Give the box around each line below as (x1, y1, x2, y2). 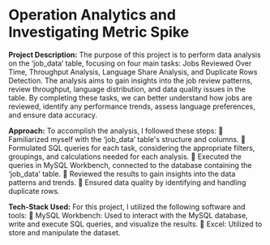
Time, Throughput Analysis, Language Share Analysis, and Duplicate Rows (8, 67, 258, 76)
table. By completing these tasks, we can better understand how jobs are (8, 92, 253, 102)
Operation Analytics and (8, 6, 177, 24)
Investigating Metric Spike (8, 23, 189, 41)
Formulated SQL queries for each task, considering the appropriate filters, (8, 143, 255, 153)
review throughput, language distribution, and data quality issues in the (8, 84, 246, 94)
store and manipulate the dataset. (8, 227, 121, 237)
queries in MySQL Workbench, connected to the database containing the (8, 160, 252, 170)
